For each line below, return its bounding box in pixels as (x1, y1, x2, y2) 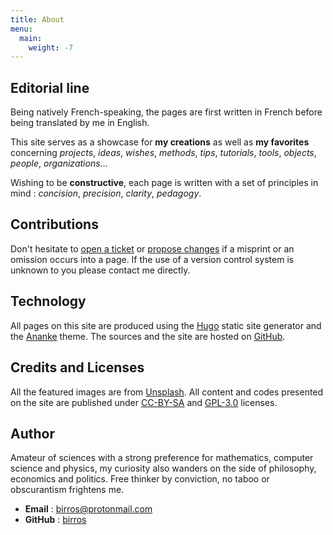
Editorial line (10, 79, 90, 96)
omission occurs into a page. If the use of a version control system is (10, 253, 295, 265)
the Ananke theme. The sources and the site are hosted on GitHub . (10, 330, 286, 342)
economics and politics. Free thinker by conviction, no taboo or (10, 473, 270, 485)
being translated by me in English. (10, 117, 150, 129)
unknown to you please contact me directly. (10, 264, 191, 276)
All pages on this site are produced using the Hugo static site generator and (10, 319, 322, 331)
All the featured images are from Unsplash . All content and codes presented (10, 386, 324, 398)
